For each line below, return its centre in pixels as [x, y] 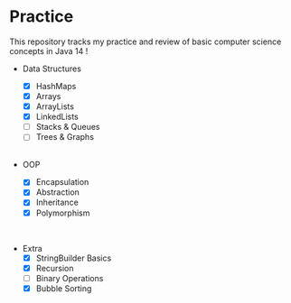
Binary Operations [70, 278]
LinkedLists [57, 117]
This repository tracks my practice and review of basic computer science [145, 41]
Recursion [55, 268]
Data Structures [52, 69]
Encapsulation [62, 182]
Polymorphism [63, 213]
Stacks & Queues [68, 127]
